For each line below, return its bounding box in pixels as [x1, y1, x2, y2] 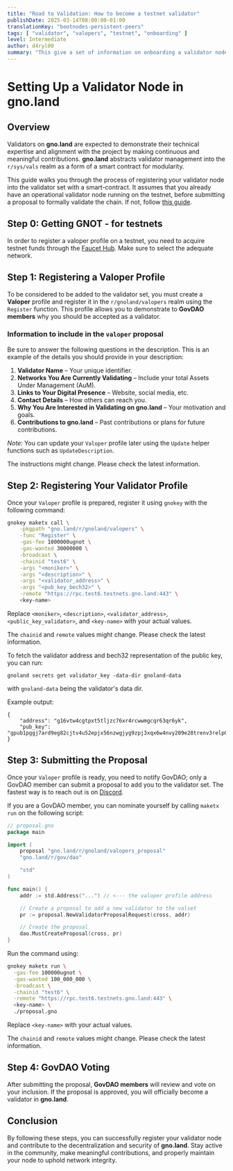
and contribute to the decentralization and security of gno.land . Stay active [7, 1141, 223, 1149]
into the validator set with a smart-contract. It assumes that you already [7, 182, 212, 191]
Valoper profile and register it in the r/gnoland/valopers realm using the [7, 297, 213, 306]
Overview [7, 121, 51, 133]
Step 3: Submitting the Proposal [7, 755, 148, 767]
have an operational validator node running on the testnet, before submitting [7, 190, 225, 198]
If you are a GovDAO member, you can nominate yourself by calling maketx [7, 801, 220, 810]
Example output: [7, 698, 54, 706]
